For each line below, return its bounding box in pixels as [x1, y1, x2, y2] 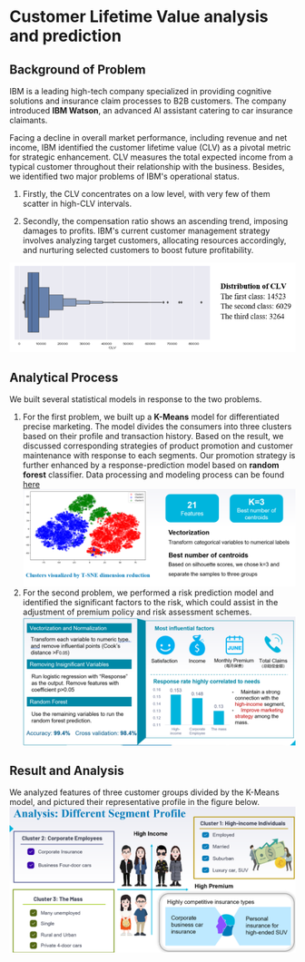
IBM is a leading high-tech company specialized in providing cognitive [9, 86, 272, 96]
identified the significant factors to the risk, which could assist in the [22, 597, 279, 608]
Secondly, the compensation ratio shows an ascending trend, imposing [22, 216, 289, 226]
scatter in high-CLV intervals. [22, 198, 133, 209]
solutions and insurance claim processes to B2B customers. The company [9, 95, 287, 106]
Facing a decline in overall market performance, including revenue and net [9, 133, 288, 142]
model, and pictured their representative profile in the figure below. [9, 797, 261, 808]
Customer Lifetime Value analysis [9, 6, 270, 27]
